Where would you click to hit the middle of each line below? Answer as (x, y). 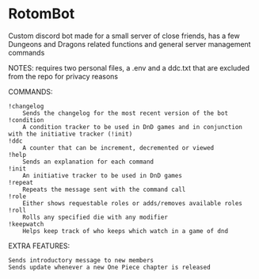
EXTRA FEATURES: (39, 246)
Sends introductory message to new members (81, 260)
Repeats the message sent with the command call (104, 189)
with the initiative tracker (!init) (70, 134)
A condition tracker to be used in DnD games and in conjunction (133, 127)
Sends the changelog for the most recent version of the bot (125, 113)
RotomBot (42, 14)
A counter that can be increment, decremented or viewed (118, 147)
